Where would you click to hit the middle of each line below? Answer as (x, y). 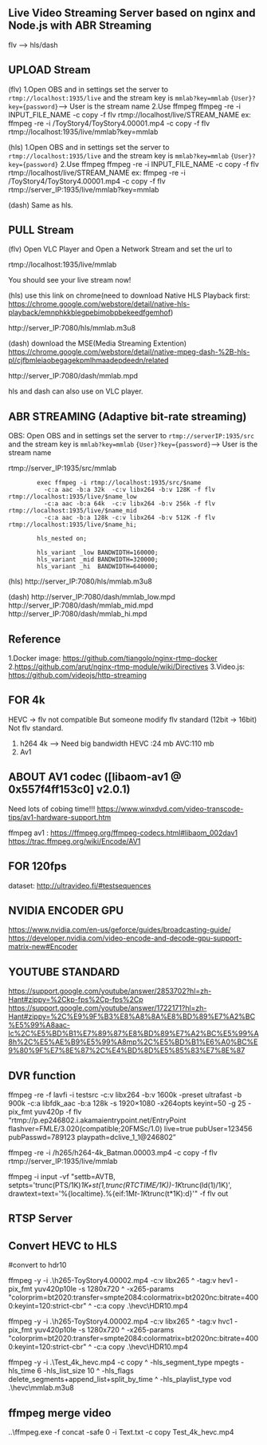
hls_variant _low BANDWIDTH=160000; (98, 553)
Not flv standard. (36, 728)
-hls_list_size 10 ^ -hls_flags (88, 1371)
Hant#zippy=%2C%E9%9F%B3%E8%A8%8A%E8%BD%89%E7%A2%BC (132, 1016)
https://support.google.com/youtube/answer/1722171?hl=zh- (108, 1008)
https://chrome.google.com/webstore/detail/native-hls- (99, 304)
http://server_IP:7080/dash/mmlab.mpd (73, 376)
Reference (35, 639)
